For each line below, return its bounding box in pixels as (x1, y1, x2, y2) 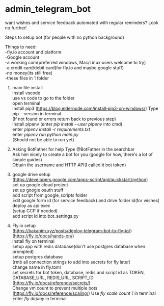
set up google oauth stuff (12, 187, 64, 193)
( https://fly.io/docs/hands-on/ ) (12, 233, 75, 239)
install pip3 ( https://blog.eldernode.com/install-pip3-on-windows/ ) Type (12, 105, 159, 111)
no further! (5, 25, 27, 30)
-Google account (5, 54, 40, 60)
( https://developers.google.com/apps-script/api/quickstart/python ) (12, 177, 148, 182)
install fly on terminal (12, 238, 55, 244)
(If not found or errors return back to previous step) (12, 116, 116, 122)
